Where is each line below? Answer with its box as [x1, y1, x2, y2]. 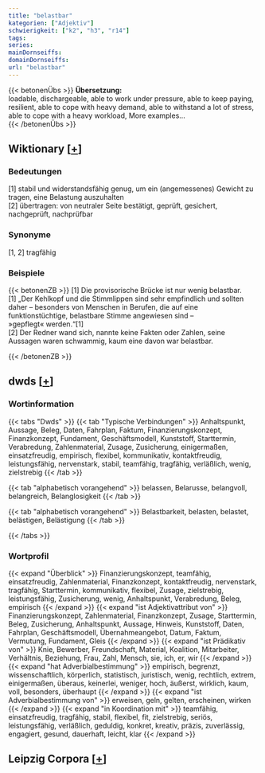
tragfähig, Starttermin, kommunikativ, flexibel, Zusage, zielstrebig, [8, 586, 224, 595]
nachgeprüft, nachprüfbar [8, 209, 94, 219]
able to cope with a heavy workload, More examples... [8, 111, 185, 120]
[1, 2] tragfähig [8, 248, 57, 257]
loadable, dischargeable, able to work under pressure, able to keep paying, [8, 93, 255, 103]
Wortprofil [8, 550, 49, 561]
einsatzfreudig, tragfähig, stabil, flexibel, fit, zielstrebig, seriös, [8, 712, 213, 722]
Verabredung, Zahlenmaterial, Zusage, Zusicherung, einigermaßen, [8, 442, 228, 451]
